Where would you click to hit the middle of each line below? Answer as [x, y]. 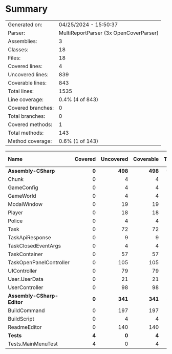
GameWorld [22, 196]
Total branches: [27, 116]
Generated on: [25, 25]
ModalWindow [25, 204]
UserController [26, 287]
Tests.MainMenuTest [33, 344]
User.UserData [26, 279]
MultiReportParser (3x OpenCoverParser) [109, 33]
